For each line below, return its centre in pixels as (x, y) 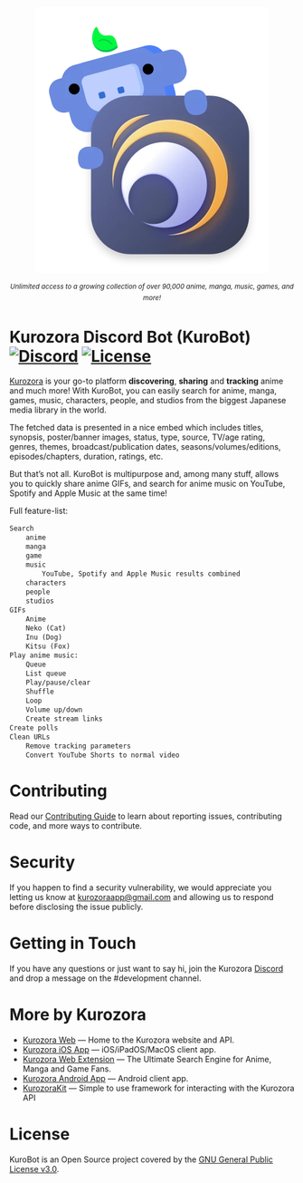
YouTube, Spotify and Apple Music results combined (142, 574)
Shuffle (40, 692)
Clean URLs (30, 737)
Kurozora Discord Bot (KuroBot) (130, 337)
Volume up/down (54, 710)
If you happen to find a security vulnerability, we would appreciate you (141, 887)
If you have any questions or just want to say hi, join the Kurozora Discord (147, 969)
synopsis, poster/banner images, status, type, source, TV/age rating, (137, 437)
